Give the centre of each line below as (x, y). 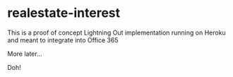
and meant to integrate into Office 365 (63, 40)
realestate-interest (64, 13)
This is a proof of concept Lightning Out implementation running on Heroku (116, 32)
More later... (25, 54)
